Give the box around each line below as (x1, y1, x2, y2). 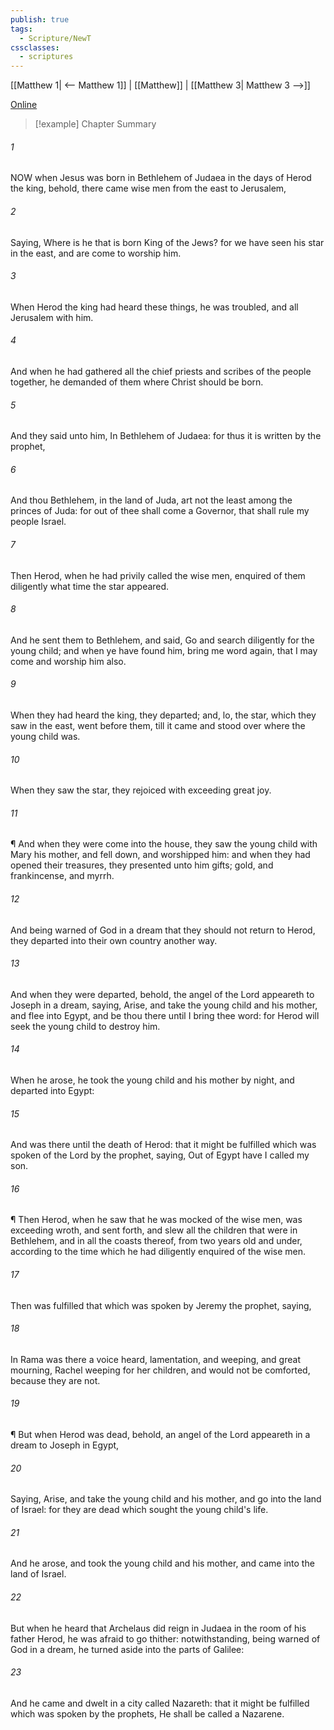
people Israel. (10, 516, 67, 528)
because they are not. (10, 1374, 101, 1386)
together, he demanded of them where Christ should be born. (10, 376, 264, 388)
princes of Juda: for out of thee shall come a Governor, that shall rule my (10, 505, 310, 517)
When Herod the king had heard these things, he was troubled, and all (10, 301, 299, 313)
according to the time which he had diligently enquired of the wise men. (10, 1246, 307, 1258)
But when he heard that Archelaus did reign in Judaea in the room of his (10, 1622, 307, 1634)
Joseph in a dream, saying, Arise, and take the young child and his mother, (10, 999, 318, 1011)
